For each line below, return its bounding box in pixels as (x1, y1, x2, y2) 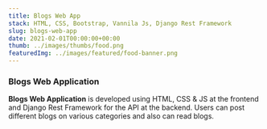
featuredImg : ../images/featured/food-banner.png (8, 49, 179, 57)
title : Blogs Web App (8, 11, 81, 20)
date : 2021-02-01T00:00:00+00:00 (8, 34, 121, 43)
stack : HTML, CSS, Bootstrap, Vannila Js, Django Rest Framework (8, 19, 232, 27)
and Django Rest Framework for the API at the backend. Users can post (8, 102, 245, 113)
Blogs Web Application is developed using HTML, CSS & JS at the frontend (8, 94, 259, 104)
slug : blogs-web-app (8, 27, 78, 35)
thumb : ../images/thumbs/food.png (8, 42, 125, 50)
